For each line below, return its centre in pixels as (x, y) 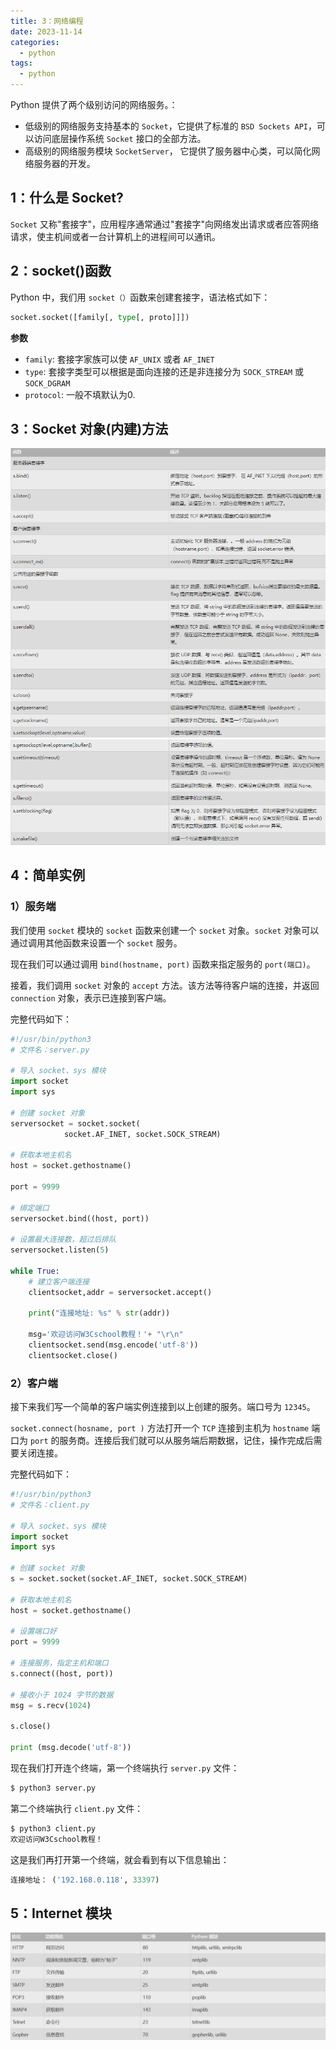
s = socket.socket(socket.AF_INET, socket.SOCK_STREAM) (129, 1579)
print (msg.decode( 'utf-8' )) (71, 1748)
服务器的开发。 (64, 163)
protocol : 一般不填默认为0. (80, 394)
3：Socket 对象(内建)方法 (89, 428)
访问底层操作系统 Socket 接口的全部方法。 (120, 138)
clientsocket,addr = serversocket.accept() (120, 1292)
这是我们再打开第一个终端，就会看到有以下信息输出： (120, 1859)
